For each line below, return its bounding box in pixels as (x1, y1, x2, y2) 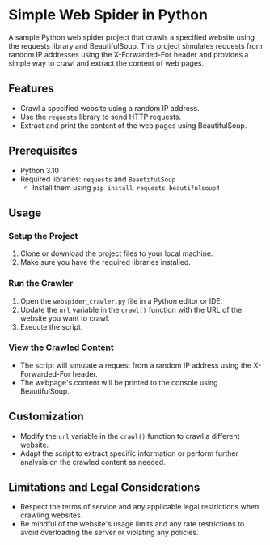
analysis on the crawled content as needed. (19, 457, 166, 466)
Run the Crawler (8, 278, 74, 289)
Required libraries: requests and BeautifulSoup (19, 174, 176, 184)
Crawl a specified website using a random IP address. (19, 103, 200, 113)
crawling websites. (19, 510, 83, 520)
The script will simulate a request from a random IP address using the (19, 360, 252, 370)
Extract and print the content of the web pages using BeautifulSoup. (19, 120, 247, 130)
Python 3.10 (19, 165, 59, 175)
